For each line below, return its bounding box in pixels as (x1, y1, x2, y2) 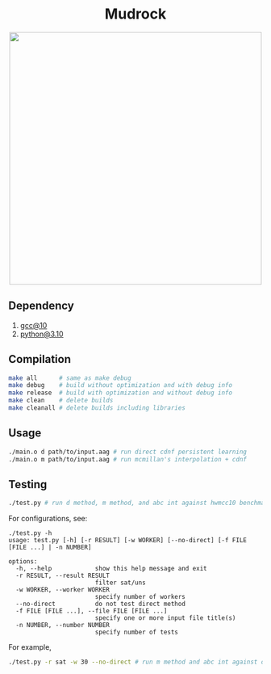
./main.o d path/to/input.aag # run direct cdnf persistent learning (8, 448, 248, 456)
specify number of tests (94, 628, 179, 637)
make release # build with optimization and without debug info (8, 389, 232, 397)
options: (8, 558, 38, 566)
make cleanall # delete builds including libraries (8, 404, 186, 412)
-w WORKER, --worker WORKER (15, 586, 110, 594)
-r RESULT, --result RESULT (15, 571, 110, 580)
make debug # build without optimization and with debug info (8, 381, 232, 390)
